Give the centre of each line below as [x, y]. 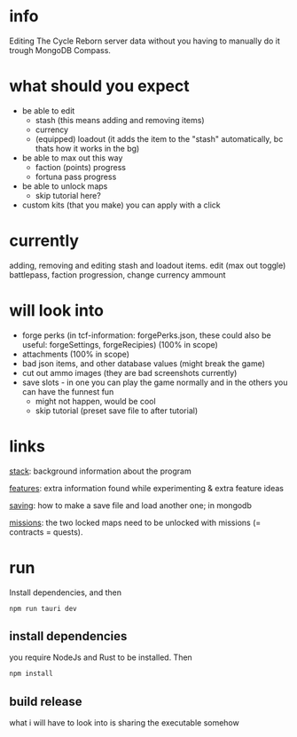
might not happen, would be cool [96, 401]
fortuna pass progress [76, 176]
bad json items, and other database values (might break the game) [144, 363]
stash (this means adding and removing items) [120, 120]
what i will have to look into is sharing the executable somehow [124, 723]
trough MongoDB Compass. [60, 50]
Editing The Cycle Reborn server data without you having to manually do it [145, 41]
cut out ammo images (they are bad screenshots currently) [129, 372]
